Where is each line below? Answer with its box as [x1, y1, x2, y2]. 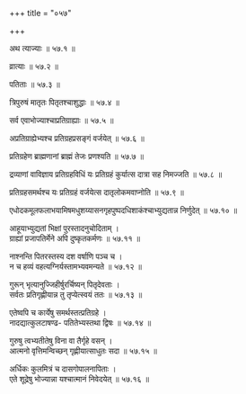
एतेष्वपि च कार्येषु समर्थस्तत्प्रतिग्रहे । [9, 308, 107, 318]
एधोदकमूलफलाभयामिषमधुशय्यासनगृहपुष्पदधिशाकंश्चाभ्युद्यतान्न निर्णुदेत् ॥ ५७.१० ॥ [9, 205, 238, 215]
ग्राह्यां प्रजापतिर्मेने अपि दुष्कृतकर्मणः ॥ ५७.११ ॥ [9, 233, 141, 244]
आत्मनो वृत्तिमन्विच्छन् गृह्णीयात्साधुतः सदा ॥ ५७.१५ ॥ [9, 345, 157, 356]
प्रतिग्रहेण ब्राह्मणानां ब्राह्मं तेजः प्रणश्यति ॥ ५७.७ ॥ [9, 151, 145, 161]
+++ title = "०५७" [9, 8, 72, 18]
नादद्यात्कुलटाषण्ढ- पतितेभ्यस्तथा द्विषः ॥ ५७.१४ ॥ [9, 318, 152, 327]
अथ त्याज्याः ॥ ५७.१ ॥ [9, 43, 75, 53]
